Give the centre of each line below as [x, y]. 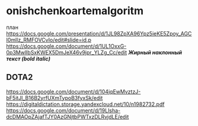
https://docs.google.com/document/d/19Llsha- [63, 110]
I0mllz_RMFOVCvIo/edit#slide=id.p [49, 40]
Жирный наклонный [155, 52]
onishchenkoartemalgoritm [75, 11]
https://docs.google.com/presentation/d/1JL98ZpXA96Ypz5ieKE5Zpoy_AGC [99, 33]
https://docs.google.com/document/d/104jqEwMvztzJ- [74, 91]
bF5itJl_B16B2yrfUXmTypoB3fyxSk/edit [55, 98]
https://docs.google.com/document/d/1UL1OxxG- [66, 46]
